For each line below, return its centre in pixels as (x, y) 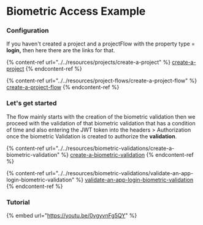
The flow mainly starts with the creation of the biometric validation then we (101, 116)
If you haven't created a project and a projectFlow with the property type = (101, 44)
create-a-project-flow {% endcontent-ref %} (63, 87)
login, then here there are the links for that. (61, 50)
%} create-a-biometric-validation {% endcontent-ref (128, 154)
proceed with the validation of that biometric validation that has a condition (101, 123)
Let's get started (32, 103)
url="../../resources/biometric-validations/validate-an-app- (120, 173)
